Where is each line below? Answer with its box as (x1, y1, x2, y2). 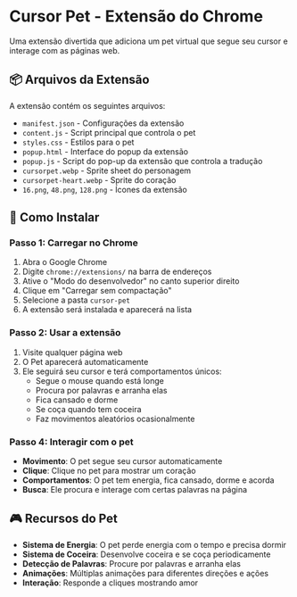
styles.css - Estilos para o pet (21, 137, 135, 147)
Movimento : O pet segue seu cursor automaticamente (21, 456, 223, 467)
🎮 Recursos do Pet (9, 511, 119, 527)
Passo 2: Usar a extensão (9, 327, 121, 339)
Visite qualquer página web (21, 346, 123, 358)
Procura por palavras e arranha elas (35, 385, 168, 395)
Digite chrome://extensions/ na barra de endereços (21, 266, 212, 278)
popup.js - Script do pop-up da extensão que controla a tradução (21, 155, 263, 166)
